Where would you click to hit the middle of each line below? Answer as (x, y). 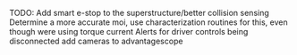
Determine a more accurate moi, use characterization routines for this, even (148, 22)
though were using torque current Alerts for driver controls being (129, 31)
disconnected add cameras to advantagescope (96, 41)
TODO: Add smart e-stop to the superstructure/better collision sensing (140, 13)
